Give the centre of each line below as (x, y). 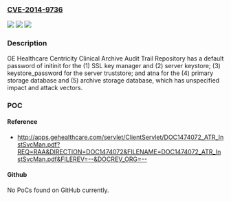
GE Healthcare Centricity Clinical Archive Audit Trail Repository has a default (115, 58)
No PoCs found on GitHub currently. (58, 190)
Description (27, 43)
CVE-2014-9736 (35, 10)
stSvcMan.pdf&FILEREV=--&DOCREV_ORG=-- (82, 159)
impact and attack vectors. (45, 87)
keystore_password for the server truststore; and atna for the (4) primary (110, 73)
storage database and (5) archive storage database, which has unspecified (113, 80)
